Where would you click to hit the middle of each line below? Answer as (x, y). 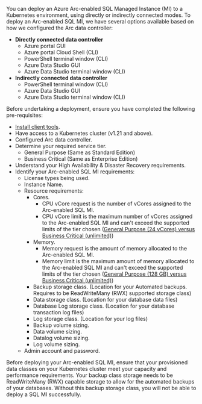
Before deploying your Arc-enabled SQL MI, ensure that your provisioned (97, 362)
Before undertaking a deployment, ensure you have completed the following (101, 109)
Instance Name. (43, 184)
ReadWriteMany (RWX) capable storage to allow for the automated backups (100, 381)
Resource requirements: (54, 191)
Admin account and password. (62, 351)
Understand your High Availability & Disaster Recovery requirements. (100, 165)
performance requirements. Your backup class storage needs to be (90, 375)
